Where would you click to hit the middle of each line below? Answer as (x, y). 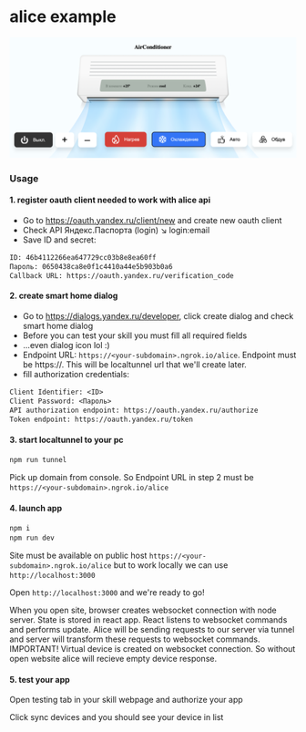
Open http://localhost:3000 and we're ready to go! (107, 592)
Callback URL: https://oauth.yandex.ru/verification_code (122, 275)
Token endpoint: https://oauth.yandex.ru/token (102, 419)
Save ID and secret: (59, 240)
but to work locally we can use (171, 565)
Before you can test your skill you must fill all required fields (135, 335)
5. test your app (40, 679)
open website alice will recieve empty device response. (113, 658)
